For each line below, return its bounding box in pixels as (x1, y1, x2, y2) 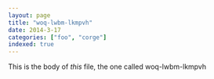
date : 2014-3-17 (8, 26, 61, 34)
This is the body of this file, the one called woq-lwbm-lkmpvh (8, 62, 207, 71)
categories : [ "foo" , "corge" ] (8, 33, 107, 41)
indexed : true (8, 41, 55, 48)
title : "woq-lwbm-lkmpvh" (8, 19, 92, 27)
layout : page (8, 11, 51, 20)
